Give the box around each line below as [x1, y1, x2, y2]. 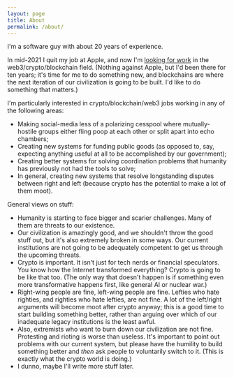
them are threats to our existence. [17, 221, 115, 230]
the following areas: [7, 106, 64, 115]
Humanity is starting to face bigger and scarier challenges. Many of [17, 214, 212, 222]
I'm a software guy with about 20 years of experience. [7, 43, 163, 51]
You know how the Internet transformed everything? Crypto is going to [17, 266, 221, 274]
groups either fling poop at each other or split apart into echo [38, 127, 214, 136]
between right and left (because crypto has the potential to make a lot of [17, 179, 226, 188]
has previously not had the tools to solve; [17, 165, 136, 173]
